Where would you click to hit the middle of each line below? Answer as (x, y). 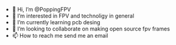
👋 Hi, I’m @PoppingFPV (41, 9)
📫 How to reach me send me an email (60, 36)
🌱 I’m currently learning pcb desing (56, 22)
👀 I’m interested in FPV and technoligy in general (73, 16)
